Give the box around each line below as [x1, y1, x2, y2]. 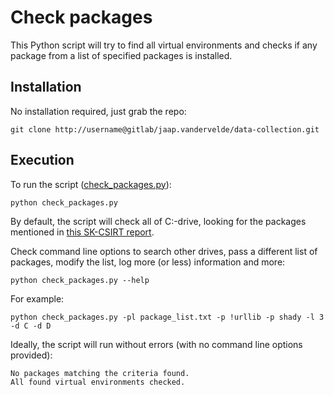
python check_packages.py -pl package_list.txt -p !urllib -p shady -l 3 [10, 312, 325, 322]
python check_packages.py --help [10, 275, 150, 285]
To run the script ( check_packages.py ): [10, 178, 172, 190]
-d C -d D [10, 321, 52, 331]
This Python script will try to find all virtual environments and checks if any [10, 39, 318, 51]
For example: [10, 292, 65, 305]
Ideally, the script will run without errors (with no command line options [10, 338, 303, 350]
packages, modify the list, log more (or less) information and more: [10, 256, 286, 268]
